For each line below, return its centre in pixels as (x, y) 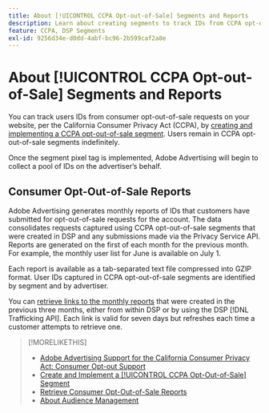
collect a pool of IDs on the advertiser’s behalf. (85, 166)
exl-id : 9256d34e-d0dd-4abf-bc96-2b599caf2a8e (87, 38)
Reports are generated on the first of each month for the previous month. (129, 245)
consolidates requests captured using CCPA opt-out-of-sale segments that (132, 228)
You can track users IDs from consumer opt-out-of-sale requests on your (129, 117)
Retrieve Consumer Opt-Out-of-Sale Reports (113, 392)
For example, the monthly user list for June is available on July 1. (115, 253)
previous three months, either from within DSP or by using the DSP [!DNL (129, 310)
